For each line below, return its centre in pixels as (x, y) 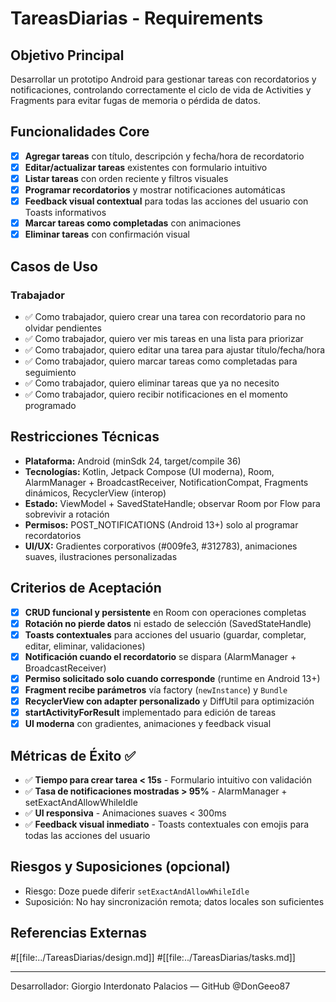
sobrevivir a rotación (67, 514)
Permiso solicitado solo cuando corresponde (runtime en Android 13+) (172, 678)
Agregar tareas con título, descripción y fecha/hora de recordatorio (164, 156)
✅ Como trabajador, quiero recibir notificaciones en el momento (156, 394)
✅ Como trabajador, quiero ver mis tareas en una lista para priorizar (164, 338)
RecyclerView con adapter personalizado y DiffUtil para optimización (169, 701)
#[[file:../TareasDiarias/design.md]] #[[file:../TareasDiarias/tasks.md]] (153, 957)
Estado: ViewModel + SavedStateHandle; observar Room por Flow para (172, 503)
